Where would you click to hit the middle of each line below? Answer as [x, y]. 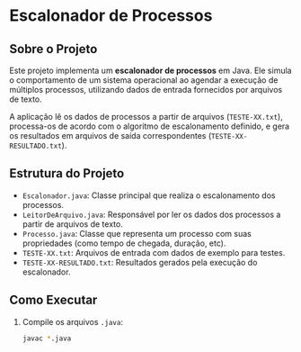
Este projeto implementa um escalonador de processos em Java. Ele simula [150, 70]
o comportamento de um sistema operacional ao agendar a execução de [144, 80]
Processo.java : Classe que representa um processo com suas [137, 233]
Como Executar [53, 300]
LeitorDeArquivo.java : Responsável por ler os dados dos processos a [151, 214]
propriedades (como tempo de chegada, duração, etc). [124, 243]
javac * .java [47, 338]
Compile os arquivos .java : [73, 321]
